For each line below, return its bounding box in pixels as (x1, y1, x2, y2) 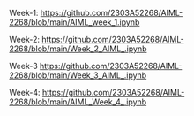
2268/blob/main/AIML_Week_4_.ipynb (9, 97, 147, 107)
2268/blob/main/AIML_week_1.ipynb (9, 17, 140, 27)
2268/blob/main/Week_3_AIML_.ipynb (9, 70, 147, 81)
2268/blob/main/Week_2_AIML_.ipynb (9, 43, 147, 54)
